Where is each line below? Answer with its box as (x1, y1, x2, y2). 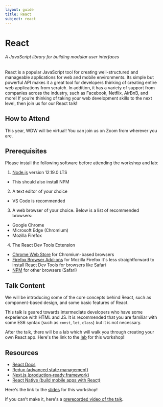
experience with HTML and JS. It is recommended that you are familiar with (5, 314, 158, 320)
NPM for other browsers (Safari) (12, 267, 77, 273)
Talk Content (5, 281, 45, 290)
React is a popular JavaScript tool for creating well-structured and (5, 69, 139, 75)
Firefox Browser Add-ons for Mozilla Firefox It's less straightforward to (12, 257, 155, 263)
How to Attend (5, 115, 50, 123)
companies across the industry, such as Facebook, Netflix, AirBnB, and (5, 90, 148, 96)
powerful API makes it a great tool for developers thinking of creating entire (5, 79, 157, 85)
